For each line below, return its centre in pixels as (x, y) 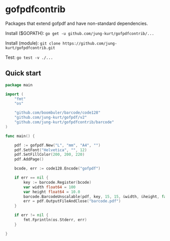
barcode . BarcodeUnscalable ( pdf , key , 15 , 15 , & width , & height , (92, 196)
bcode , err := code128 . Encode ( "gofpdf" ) (57, 168)
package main (19, 85)
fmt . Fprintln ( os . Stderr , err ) (55, 220)
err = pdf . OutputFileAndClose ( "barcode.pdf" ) (72, 201)
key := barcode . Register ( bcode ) (58, 182)
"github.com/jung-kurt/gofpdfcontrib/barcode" (64, 122)
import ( (14, 94)
